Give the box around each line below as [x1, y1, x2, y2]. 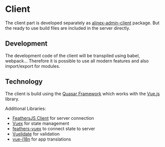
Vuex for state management [12, 120, 69, 126]
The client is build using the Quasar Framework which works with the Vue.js [5, 91, 160, 97]
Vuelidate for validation [12, 131, 60, 137]
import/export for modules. [5, 63, 60, 69]
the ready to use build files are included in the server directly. [5, 25, 130, 31]
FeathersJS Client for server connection [12, 115, 94, 121]
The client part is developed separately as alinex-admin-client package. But [5, 20, 160, 26]
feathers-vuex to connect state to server [12, 125, 96, 132]
